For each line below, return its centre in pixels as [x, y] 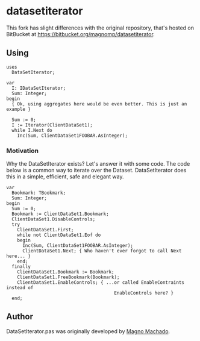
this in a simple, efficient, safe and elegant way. [65, 177]
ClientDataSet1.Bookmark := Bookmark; [66, 272]
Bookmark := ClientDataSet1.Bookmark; [61, 214]
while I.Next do [32, 130]
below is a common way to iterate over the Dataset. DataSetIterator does [96, 170]
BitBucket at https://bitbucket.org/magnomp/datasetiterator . [80, 34]
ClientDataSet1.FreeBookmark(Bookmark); [68, 277]
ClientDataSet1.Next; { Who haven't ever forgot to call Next [102, 251]
